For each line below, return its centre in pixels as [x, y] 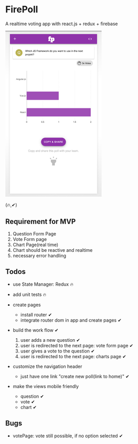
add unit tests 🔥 [29, 294]
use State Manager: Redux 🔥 [43, 284]
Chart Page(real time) [35, 245]
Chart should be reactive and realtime [53, 250]
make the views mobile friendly [46, 386]
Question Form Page [34, 234]
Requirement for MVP [41, 221]
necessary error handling [40, 256]
